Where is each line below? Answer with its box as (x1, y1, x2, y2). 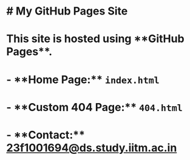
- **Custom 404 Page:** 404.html (6, 100, 183, 114)
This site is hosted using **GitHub (6, 32, 185, 46)
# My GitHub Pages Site (6, 4, 128, 18)
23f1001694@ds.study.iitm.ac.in (6, 141, 177, 155)
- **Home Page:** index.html (6, 73, 160, 86)
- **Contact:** (6, 128, 85, 142)
